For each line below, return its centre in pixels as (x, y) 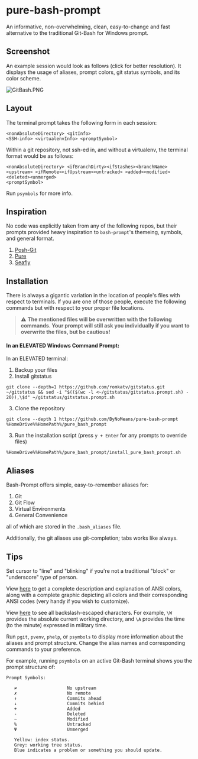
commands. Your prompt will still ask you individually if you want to (105, 326)
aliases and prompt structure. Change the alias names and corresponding (96, 643)
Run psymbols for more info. (39, 193)
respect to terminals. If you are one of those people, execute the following (96, 301)
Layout (19, 108)
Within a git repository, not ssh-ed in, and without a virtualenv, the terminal (97, 150)
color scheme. (24, 78)
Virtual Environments (40, 509)
